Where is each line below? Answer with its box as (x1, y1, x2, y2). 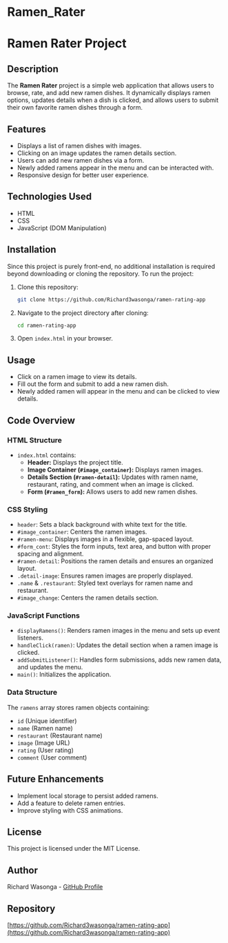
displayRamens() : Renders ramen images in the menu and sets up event (17, 627, 220, 635)
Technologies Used (7, 191, 92, 203)
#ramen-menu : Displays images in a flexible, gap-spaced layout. (17, 535, 194, 543)
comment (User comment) (17, 753, 87, 762)
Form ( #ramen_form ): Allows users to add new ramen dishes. (27, 487, 198, 496)
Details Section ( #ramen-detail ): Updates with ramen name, (27, 473, 198, 481)
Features (7, 123, 46, 135)
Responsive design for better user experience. (17, 171, 149, 179)
